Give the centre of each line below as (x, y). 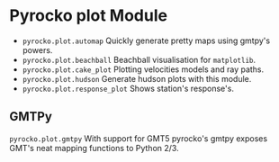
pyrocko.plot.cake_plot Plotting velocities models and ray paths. (143, 69)
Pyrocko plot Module (89, 16)
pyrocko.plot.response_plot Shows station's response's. (128, 88)
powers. (37, 49)
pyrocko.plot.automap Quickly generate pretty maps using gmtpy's (146, 40)
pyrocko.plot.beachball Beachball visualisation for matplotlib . (139, 59)
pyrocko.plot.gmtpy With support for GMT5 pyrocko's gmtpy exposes (139, 138)
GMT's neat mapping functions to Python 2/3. (94, 148)
